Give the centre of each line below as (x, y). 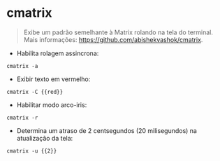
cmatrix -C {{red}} (35, 92)
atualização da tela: (45, 138)
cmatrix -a (22, 66)
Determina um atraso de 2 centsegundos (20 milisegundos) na (107, 130)
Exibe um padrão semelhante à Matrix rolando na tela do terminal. (118, 32)
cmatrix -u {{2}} (32, 151)
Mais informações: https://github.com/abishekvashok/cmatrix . (113, 39)
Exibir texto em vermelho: (53, 79)
